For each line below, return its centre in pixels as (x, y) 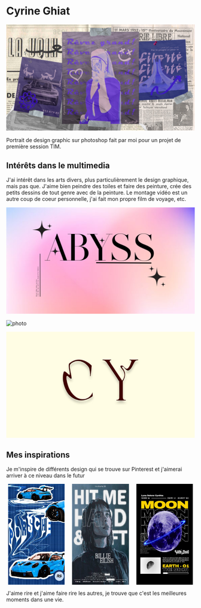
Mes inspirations (38, 455)
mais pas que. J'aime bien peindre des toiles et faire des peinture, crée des (99, 186)
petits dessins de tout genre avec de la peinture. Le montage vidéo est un (97, 192)
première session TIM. (34, 147)
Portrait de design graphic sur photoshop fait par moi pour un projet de (94, 140)
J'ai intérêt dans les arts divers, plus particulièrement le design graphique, (98, 180)
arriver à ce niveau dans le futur (45, 475)
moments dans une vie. (35, 599)
